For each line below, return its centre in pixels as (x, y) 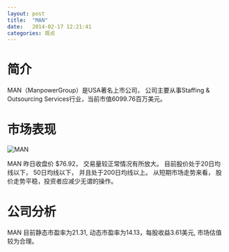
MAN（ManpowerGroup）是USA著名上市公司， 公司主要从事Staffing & (109, 90)
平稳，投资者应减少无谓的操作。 (71, 181)
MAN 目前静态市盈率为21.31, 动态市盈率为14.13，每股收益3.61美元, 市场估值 (114, 233)
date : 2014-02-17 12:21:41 (49, 26)
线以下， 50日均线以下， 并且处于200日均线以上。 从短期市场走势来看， (111, 173)
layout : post (26, 14)
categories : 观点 (31, 33)
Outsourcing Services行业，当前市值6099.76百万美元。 (87, 99)
